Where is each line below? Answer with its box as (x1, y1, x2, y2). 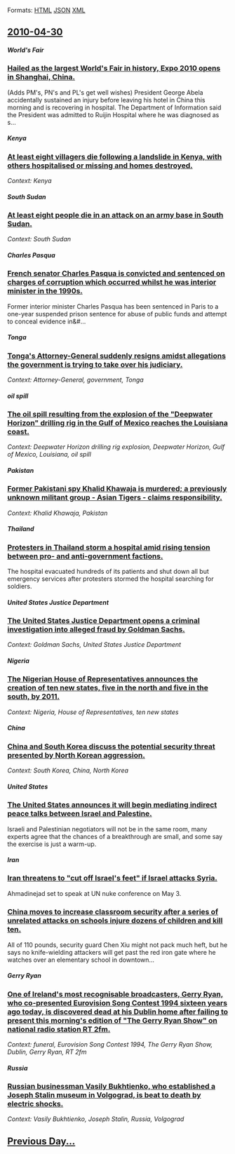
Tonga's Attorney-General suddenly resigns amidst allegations (7, 351, 227, 361)
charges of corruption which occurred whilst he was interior (7, 277, 217, 287)
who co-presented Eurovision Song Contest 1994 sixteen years (7, 998, 228, 1007)
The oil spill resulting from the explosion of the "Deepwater (7, 410, 213, 420)
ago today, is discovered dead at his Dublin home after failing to (7, 1007, 229, 1017)
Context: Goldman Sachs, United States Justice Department (7, 640, 181, 649)
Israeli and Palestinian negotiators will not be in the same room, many (7, 824, 208, 833)
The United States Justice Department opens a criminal (7, 616, 200, 626)
